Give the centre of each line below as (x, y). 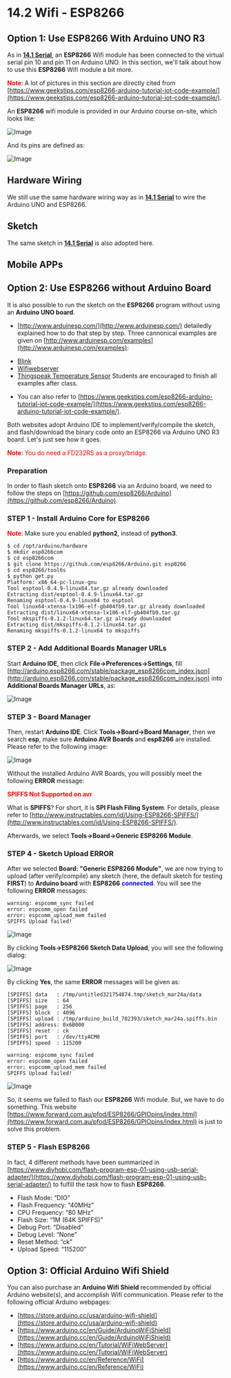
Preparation (28, 471)
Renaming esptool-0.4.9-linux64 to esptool (71, 601)
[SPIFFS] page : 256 (40, 1007)
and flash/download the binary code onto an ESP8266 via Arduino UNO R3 (113, 432)
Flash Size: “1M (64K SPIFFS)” (60, 1220)
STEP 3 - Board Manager (49, 716)
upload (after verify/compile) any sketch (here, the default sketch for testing (115, 876)
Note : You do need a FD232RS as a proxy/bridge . (77, 453)
